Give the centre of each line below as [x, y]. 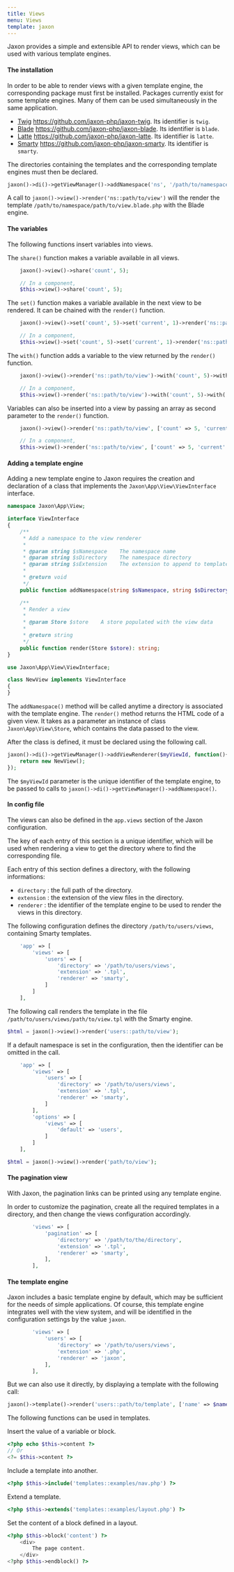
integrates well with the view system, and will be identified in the [100, 1312]
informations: [26, 876]
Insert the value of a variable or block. [62, 1432]
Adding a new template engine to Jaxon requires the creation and [101, 479]
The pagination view [38, 1178]
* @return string [48, 636]
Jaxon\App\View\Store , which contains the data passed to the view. [103, 728]
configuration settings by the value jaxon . [67, 1319]
